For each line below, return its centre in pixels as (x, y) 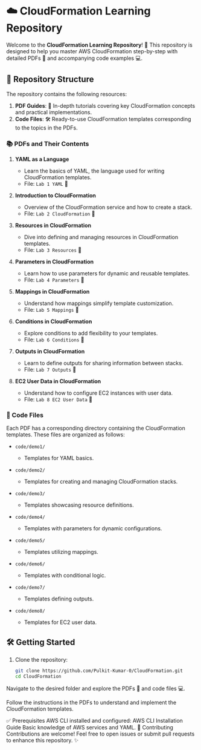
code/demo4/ (30, 518)
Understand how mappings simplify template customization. (99, 303)
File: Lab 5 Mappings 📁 (52, 310)
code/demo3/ (30, 494)
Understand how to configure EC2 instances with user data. (98, 393)
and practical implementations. (53, 112)
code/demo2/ (30, 470)
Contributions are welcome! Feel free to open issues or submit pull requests (101, 734)
